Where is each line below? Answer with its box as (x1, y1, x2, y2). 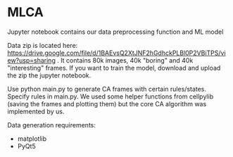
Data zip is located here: (7, 41, 78, 49)
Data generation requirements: (7, 120, 96, 129)
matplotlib (17, 134, 47, 143)
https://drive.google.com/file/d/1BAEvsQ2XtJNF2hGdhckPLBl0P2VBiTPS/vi (7, 49, 227, 57)
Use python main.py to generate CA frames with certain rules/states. (7, 84, 206, 93)
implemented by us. (7, 107, 65, 115)
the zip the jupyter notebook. (7, 71, 92, 80)
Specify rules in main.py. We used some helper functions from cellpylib (7, 92, 213, 101)
